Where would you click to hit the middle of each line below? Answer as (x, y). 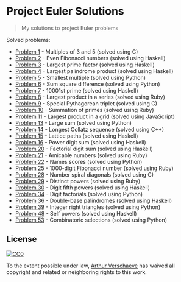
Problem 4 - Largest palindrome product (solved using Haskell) (94, 71)
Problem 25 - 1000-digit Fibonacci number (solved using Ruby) (94, 168)
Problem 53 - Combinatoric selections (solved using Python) (91, 220)
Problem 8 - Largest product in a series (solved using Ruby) (90, 97)
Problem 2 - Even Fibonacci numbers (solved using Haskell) (90, 58)
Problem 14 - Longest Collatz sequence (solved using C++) (90, 129)
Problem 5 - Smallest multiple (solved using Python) (80, 77)
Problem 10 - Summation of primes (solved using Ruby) (84, 110)
